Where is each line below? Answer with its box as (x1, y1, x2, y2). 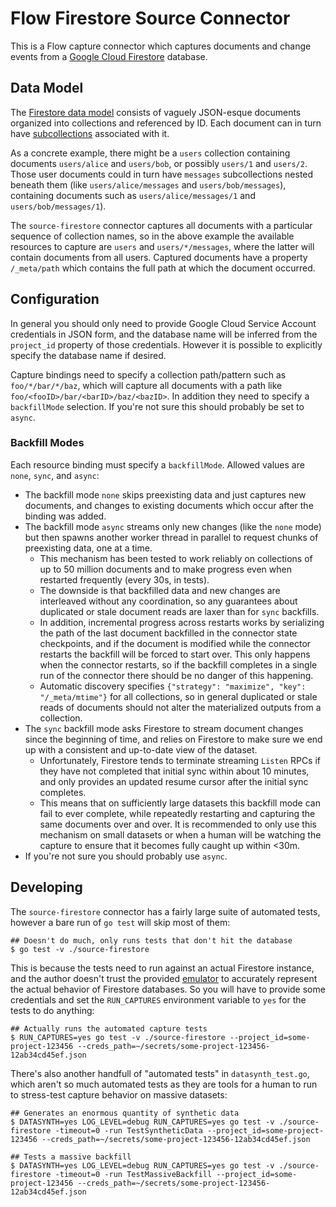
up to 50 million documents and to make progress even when (39, 563, 292, 575)
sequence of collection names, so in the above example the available (10, 230, 295, 242)
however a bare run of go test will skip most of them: (10, 916, 231, 928)
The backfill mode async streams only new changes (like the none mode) (24, 520, 322, 532)
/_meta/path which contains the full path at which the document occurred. (10, 262, 316, 274)
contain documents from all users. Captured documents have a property (10, 251, 308, 263)
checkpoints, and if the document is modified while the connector (39, 637, 312, 649)
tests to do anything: (10, 1004, 95, 1016)
